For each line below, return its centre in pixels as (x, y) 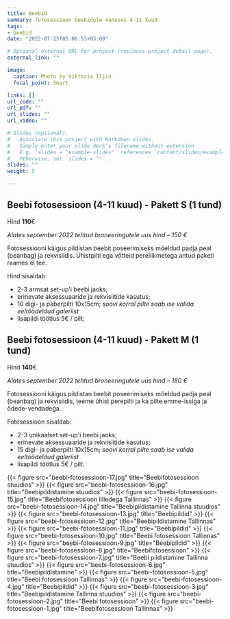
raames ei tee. (27, 263)
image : (16, 70)
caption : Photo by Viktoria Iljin (62, 76)
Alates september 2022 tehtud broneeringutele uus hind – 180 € (97, 380)
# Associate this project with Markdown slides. (81, 139)
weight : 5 (21, 171)
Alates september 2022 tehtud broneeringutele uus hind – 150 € (97, 234)
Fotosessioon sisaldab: (39, 422)
